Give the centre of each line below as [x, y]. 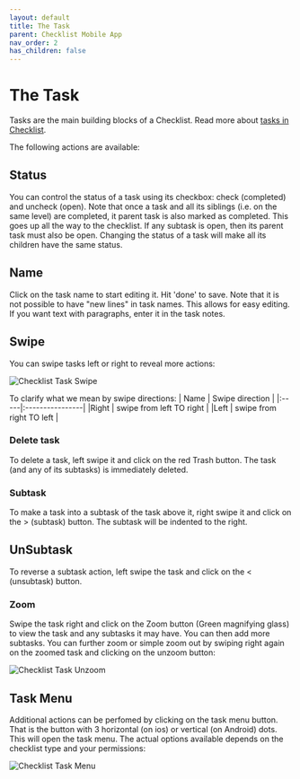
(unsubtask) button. [46, 581]
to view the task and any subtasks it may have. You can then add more [140, 634]
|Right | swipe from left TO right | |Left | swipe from [182, 407]
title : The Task [40, 26]
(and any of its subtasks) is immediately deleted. [99, 469]
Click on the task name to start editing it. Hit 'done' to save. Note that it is [145, 294]
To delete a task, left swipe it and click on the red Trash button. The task [143, 460]
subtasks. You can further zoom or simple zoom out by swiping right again [147, 643]
